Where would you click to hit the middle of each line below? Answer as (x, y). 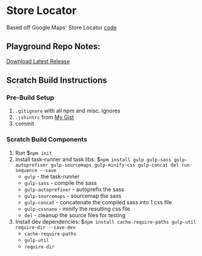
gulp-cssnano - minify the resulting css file (77, 209)
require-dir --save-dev (45, 227)
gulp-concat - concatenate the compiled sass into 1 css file (98, 202)
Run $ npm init (33, 153)
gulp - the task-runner (52, 176)
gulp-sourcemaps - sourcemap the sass (73, 196)
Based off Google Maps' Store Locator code (61, 27)
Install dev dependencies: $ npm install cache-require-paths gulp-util (106, 221)
